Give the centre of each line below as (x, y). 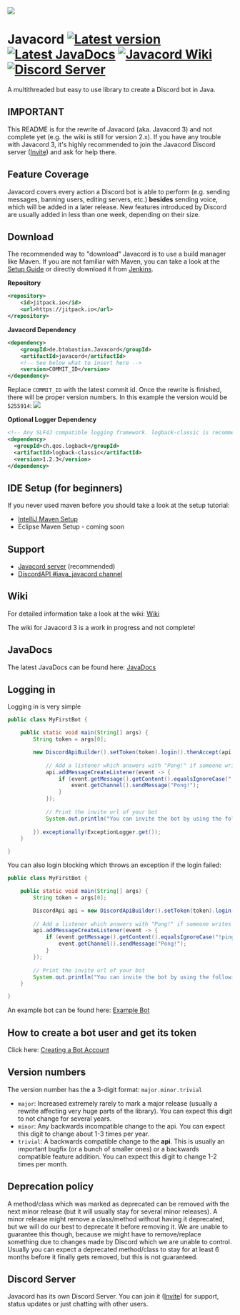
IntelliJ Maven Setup (48, 519)
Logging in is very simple (44, 706)
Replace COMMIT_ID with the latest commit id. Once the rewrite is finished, (115, 390)
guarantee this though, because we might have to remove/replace (104, 1234)
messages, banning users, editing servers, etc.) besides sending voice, (112, 199)
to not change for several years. (65, 1119)
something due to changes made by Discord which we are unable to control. (120, 1241)
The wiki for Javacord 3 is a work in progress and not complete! (101, 627)
